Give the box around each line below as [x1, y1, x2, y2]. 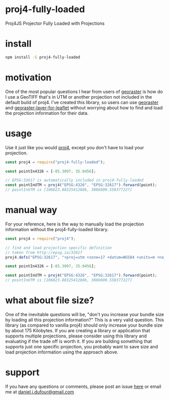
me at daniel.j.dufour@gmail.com [5, 388, 74, 395]
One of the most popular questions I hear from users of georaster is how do [5, 88, 163, 95]
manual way [5, 204, 57, 216]
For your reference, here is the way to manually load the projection [5, 221, 144, 227]
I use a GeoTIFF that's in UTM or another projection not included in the [5, 94, 152, 100]
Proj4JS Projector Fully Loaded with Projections [5, 20, 105, 26]
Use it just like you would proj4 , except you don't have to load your [5, 144, 144, 150]
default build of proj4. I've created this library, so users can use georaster [5, 99, 158, 105]
